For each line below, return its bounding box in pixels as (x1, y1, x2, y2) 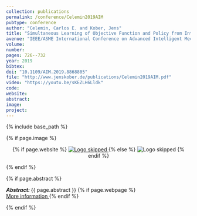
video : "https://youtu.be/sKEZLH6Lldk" (6, 80, 104, 86)
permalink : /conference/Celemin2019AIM (6, 14, 104, 20)
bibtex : (6, 63, 25, 69)
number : (6, 47, 25, 53)
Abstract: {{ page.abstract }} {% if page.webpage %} (6, 187, 136, 194)
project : (6, 107, 28, 113)
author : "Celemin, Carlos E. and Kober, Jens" (6, 25, 122, 31)
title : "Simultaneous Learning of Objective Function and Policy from (6, 31, 182, 36)
